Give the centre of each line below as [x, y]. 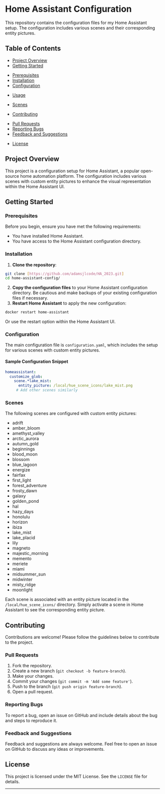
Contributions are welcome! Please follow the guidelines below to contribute [82, 637]
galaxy [19, 496]
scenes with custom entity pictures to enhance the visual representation [78, 181]
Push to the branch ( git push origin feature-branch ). [67, 686]
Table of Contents [33, 48]
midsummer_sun [29, 574]
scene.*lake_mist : [33, 381]
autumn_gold [25, 444]
